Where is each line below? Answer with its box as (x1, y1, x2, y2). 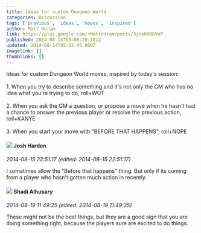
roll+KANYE (6, 115, 36, 122)
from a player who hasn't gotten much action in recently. (6, 173, 147, 181)
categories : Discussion (6, 14, 66, 20)
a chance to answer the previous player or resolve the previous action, (6, 108, 182, 116)
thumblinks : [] (6, 54, 45, 60)
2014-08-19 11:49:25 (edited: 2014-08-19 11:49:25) (6, 202, 132, 209)
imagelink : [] (6, 48, 42, 54)
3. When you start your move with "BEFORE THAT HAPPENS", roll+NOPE (6, 128, 187, 135)
